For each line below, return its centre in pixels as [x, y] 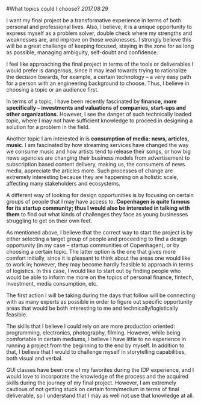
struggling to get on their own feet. [49, 221]
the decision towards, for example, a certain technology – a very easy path [99, 77]
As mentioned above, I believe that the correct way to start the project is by [100, 232]
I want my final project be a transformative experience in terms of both [94, 20]
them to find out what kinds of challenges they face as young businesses [97, 214]
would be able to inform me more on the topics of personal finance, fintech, [100, 277]
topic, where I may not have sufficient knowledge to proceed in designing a [100, 121]
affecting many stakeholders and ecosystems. [63, 184]
